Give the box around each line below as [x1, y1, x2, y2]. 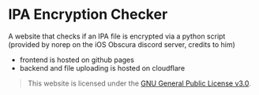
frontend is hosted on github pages [19, 55, 134, 64]
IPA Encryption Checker [8, 5, 168, 24]
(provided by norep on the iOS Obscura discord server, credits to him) [8, 39, 235, 49]
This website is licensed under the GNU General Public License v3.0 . [27, 79, 251, 88]
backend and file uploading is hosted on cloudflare [19, 63, 186, 72]
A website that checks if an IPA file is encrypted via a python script [8, 31, 226, 41]
